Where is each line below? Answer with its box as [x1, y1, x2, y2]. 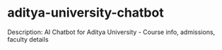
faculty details [7, 35, 49, 43]
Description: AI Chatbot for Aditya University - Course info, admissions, [7, 28, 216, 36]
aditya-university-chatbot [7, 5, 164, 21]
